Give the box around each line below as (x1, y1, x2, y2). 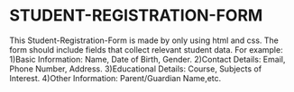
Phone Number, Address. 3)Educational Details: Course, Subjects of (9, 63, 262, 74)
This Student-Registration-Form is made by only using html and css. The (9, 35, 280, 46)
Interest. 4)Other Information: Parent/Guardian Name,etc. (9, 72, 222, 83)
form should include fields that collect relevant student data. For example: (9, 44, 283, 54)
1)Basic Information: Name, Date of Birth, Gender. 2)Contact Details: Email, (9, 54, 286, 64)
